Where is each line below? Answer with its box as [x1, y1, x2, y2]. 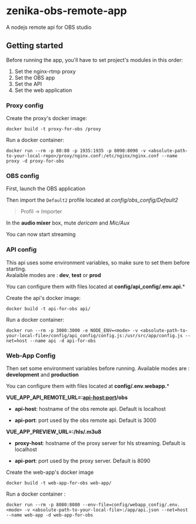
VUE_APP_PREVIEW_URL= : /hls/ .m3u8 [6, 428, 102, 435]
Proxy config [6, 101, 44, 110]
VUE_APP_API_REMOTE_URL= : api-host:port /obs [6, 394, 128, 401]
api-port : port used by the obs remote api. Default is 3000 [14, 417, 157, 424]
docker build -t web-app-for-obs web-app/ [6, 480, 112, 486]
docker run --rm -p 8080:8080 [6, 502, 81, 507]
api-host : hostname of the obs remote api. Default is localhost [14, 405, 166, 412]
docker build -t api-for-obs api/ [6, 305, 91, 312]
